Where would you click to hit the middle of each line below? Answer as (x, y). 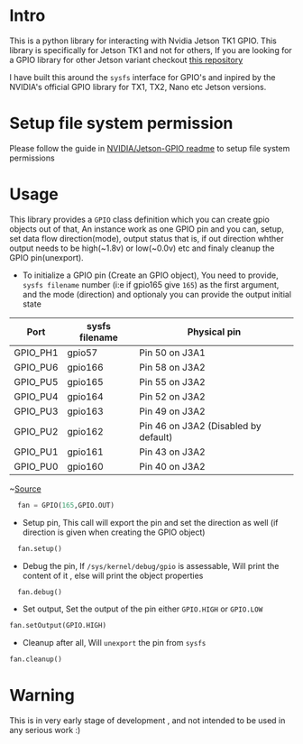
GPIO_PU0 (36, 466)
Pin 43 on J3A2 (172, 452)
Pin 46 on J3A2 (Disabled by (200, 426)
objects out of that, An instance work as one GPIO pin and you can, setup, (147, 229)
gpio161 (85, 452)
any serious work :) (45, 730)
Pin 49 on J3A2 (172, 411)
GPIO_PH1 (36, 353)
